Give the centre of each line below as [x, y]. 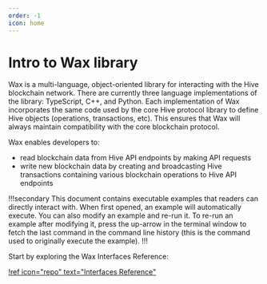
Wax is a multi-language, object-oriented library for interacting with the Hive [134, 85]
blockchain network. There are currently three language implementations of [133, 93]
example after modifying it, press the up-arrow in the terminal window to [128, 224]
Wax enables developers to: [54, 142]
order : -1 [25, 16]
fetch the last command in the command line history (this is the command [129, 233]
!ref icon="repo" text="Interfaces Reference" [82, 272]
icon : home [26, 23]
